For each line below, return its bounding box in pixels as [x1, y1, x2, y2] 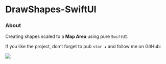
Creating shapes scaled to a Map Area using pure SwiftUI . [5, 33, 129, 39]
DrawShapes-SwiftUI [5, 4, 97, 15]
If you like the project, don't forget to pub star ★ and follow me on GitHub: [5, 44, 161, 50]
